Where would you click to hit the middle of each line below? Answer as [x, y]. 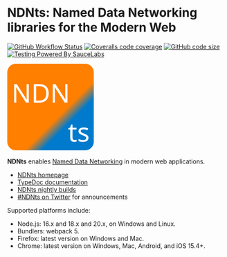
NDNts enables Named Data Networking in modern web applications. [106, 161]
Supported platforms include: [49, 210]
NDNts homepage [43, 175]
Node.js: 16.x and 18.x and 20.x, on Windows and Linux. [97, 224]
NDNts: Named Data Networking [102, 13]
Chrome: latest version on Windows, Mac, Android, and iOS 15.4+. [111, 246]
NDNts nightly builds [46, 189]
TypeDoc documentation [53, 182]
